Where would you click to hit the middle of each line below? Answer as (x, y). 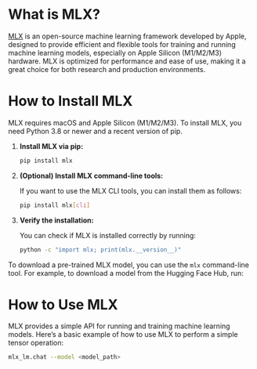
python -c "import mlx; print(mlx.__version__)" (100, 250)
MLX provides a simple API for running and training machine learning (119, 326)
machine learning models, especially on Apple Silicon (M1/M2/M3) (115, 52)
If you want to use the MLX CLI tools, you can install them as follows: (130, 190)
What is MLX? (54, 14)
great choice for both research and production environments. (107, 69)
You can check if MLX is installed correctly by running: (107, 235)
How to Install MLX (71, 101)
